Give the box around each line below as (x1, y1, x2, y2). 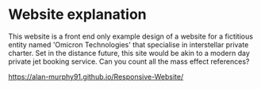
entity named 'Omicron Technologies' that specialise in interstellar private (8, 39, 249, 49)
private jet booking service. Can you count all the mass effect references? (8, 57, 250, 66)
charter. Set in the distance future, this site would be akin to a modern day (8, 48, 250, 57)
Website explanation (8, 6, 147, 24)
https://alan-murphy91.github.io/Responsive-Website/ (8, 72, 184, 81)
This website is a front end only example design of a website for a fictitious (8, 32, 254, 41)
